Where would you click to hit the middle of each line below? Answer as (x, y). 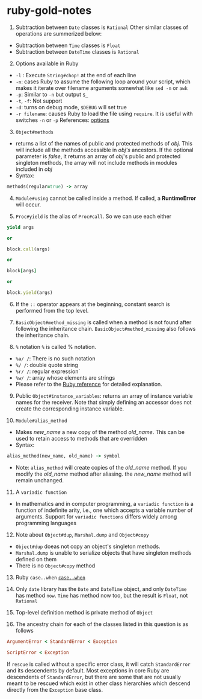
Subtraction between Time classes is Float (68, 45)
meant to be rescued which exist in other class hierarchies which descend (99, 683)
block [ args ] (22, 271)
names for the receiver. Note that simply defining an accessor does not (103, 402)
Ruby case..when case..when (50, 577)
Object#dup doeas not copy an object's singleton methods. (88, 546)
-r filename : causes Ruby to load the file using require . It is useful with (104, 113)
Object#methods (35, 132)
